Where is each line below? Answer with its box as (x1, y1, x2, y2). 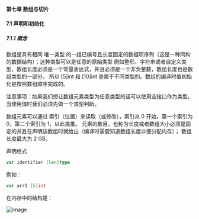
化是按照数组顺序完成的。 (6, 80, 69, 88)
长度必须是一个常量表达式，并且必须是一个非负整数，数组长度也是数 (26, 66, 193, 73)
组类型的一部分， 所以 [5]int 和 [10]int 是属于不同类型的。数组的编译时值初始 (6, 73, 192, 80)
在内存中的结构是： (6, 194, 53, 201)
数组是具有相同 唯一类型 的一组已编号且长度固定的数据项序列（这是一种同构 (6, 51, 191, 58)
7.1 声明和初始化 (6, 20, 45, 27)
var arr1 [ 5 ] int (6, 183, 46, 189)
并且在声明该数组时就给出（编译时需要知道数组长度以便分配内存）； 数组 (16, 128, 192, 135)
